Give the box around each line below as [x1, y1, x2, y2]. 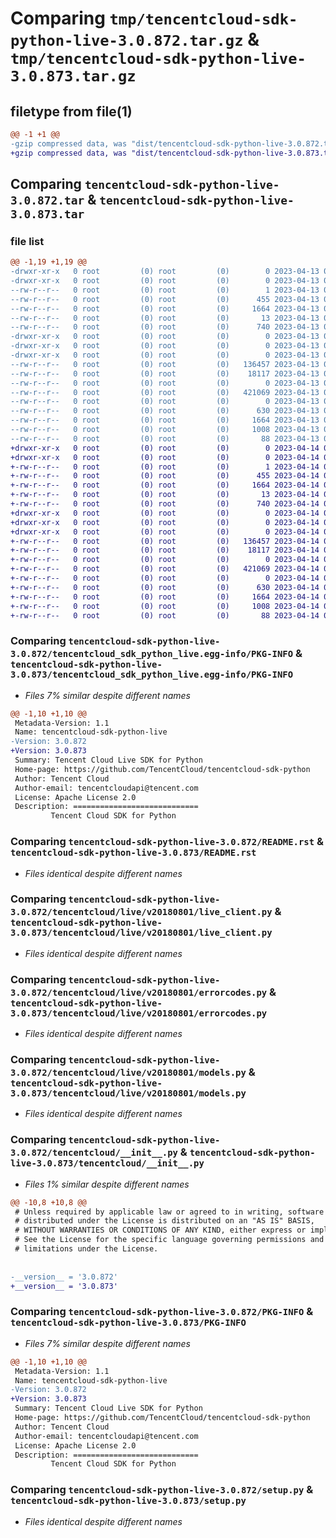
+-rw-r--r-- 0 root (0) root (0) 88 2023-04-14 [10, 610, 320, 621]
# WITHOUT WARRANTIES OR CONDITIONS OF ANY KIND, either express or [14, 1225, 307, 1236]
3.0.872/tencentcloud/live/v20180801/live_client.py [10, 907, 273, 918]
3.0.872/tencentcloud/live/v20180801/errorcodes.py [10, 987, 268, 998]
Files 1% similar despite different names [24, 1178, 190, 1190]
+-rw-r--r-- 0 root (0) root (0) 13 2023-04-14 [10, 490, 320, 500]
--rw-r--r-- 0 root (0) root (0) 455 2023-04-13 [10, 294, 320, 304]
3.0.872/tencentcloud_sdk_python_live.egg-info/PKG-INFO [10, 648, 294, 660]
